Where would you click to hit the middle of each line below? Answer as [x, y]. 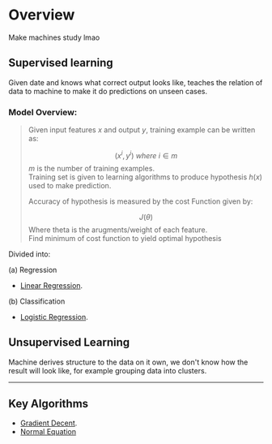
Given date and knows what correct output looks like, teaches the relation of [136, 82]
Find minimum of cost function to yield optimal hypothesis [125, 238]
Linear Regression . [51, 285]
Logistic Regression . [54, 317]
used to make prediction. [70, 185]
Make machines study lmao [54, 37]
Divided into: [30, 254]
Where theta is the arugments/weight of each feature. [118, 230]
